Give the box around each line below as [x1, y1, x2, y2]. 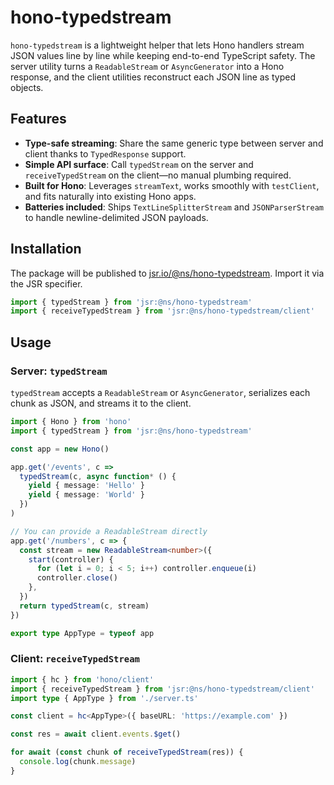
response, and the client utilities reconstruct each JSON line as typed [10, 71, 296, 83]
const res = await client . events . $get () [10, 729, 182, 740]
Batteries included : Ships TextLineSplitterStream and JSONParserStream [24, 201, 324, 213]
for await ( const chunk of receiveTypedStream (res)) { [10, 747, 244, 758]
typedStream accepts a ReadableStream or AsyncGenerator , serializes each [10, 387, 311, 398]
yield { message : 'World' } [28, 490, 145, 500]
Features [10, 111, 67, 128]
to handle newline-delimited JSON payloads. [24, 211, 209, 223]
